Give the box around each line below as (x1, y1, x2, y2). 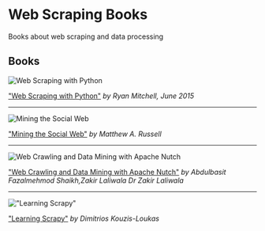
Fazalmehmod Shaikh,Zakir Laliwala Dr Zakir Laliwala (8, 176, 184, 185)
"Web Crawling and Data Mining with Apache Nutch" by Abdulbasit (8, 167, 226, 176)
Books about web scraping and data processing (8, 32, 164, 41)
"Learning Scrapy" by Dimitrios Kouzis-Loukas (8, 214, 160, 223)
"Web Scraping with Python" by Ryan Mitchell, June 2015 (8, 91, 195, 100)
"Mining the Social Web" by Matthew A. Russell (8, 129, 162, 138)
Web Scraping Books (8, 6, 148, 24)
